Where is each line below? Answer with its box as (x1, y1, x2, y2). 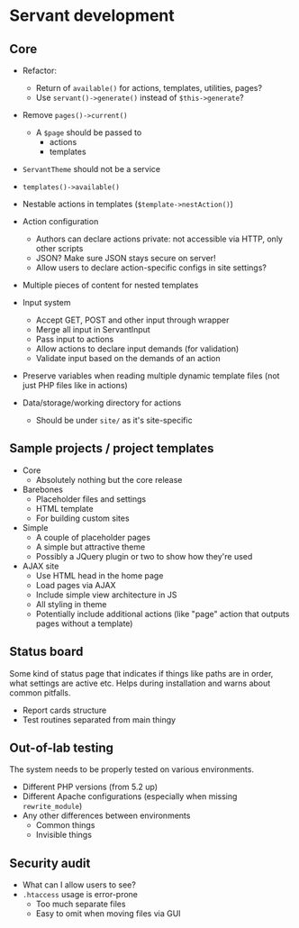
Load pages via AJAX (35, 579, 116, 590)
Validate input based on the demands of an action (35, 353, 221, 363)
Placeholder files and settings (35, 493, 147, 505)
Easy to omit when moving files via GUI (35, 908, 182, 919)
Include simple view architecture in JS (35, 589, 177, 600)
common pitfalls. (9, 687, 71, 698)
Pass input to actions (35, 334, 114, 344)
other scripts (35, 243, 84, 253)
